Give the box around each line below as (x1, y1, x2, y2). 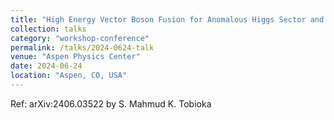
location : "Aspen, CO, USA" (10, 71, 128, 81)
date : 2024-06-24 (10, 61, 83, 71)
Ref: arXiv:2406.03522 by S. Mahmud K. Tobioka (10, 97, 212, 110)
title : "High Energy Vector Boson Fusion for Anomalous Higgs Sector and (10, 14, 325, 25)
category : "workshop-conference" (10, 33, 150, 43)
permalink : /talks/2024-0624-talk (10, 42, 155, 53)
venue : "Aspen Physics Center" (10, 52, 141, 62)
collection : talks (10, 24, 87, 34)
